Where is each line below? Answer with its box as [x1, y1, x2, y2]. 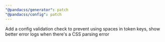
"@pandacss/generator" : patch [5, 7, 69, 12]
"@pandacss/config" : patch [5, 12, 62, 17]
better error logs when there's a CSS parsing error [5, 31, 110, 37]
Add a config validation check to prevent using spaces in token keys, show [5, 25, 160, 31]
